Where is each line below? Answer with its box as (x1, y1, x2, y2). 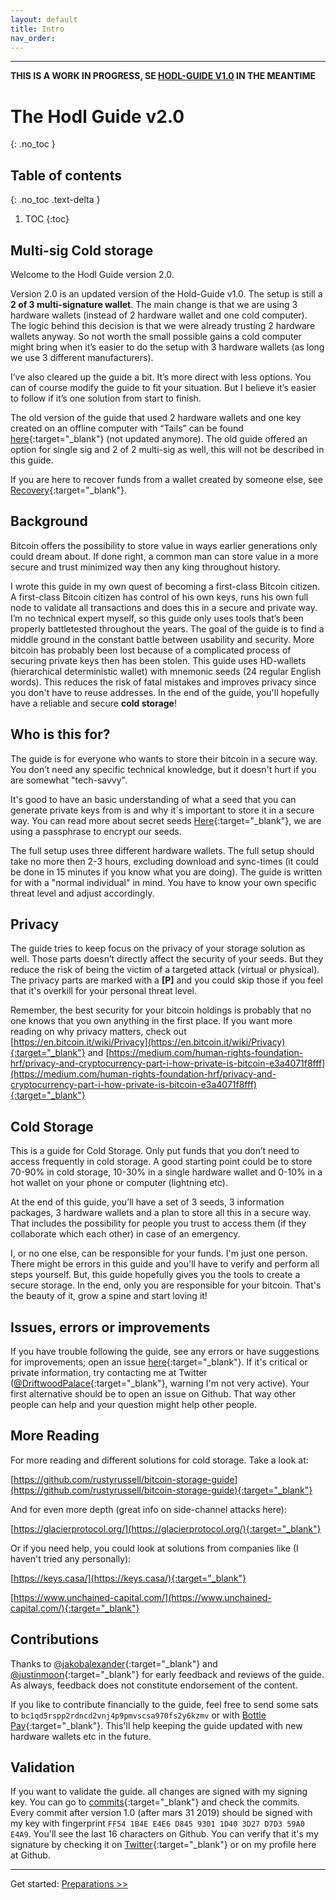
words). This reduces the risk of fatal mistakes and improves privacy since (10, 676, 317, 688)
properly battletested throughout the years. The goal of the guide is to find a (10, 622, 325, 635)
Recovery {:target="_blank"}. (10, 484, 128, 496)
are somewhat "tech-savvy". (10, 774, 128, 786)
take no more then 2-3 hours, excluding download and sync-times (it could (10, 855, 319, 867)
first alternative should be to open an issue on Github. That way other (10, 1388, 297, 1400)
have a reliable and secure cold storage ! (10, 697, 177, 709)
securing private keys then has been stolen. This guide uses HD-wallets (10, 654, 307, 666)
